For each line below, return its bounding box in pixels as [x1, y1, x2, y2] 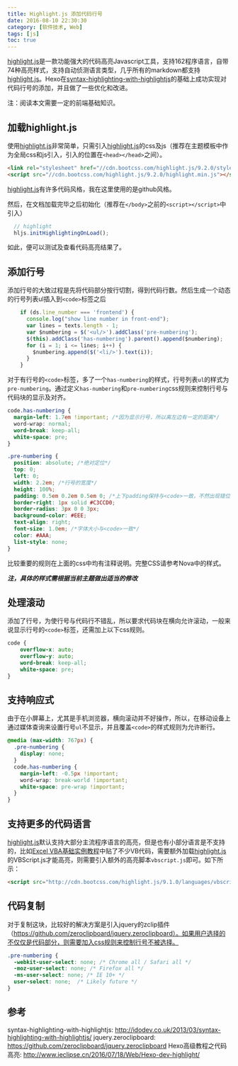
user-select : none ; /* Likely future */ [13, 978, 138, 985]
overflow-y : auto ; [20, 653, 74, 660]
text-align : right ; [13, 518, 72, 526]
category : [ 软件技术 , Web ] [7, 23, 83, 30]
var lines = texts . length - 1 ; [25, 322, 119, 329]
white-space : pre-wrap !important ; [20, 783, 125, 790]
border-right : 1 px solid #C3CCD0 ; [13, 499, 115, 506]
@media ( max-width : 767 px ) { [7, 737, 93, 744]
